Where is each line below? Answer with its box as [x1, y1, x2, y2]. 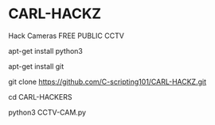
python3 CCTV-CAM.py [8, 108, 86, 117]
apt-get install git [8, 61, 64, 71]
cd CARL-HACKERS [8, 92, 72, 101]
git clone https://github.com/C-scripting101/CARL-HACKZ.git [8, 77, 207, 86]
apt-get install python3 [8, 46, 84, 55]
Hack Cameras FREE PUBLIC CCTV [8, 31, 125, 40]
